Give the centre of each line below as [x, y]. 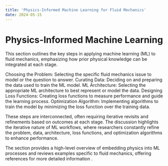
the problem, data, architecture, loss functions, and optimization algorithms [84, 133]
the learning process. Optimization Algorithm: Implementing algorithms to [82, 102]
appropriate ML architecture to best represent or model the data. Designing [84, 91]
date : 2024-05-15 [24, 15]
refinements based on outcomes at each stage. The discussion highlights [82, 122]
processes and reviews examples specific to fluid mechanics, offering [78, 153]
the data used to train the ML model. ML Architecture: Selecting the [76, 85]
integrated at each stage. [31, 64]
